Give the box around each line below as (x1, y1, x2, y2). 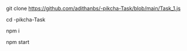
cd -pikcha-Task (6, 16, 46, 23)
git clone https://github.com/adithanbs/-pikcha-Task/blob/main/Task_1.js (6, 5, 181, 12)
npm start (6, 39, 30, 45)
